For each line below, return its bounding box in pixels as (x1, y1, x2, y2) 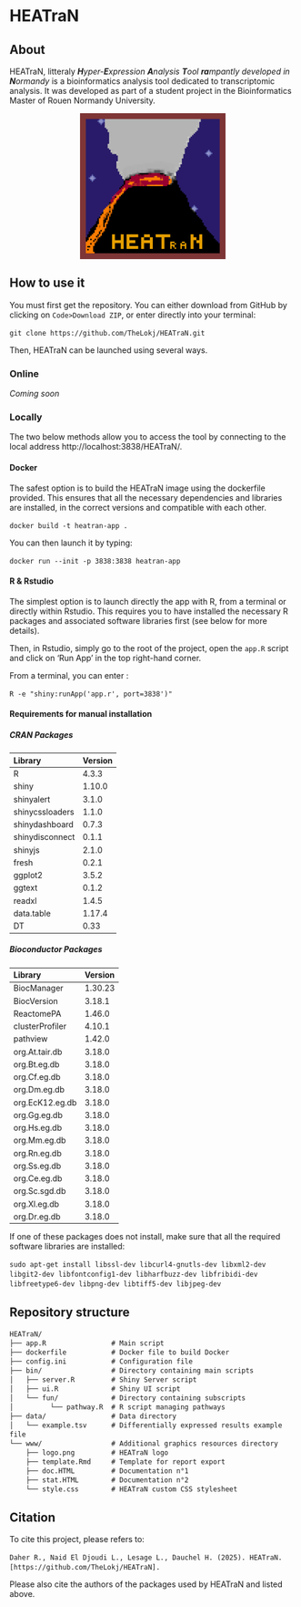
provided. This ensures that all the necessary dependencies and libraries (9, 492, 283, 503)
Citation (9, 1509, 56, 1525)
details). (9, 625, 40, 636)
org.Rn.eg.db (13, 1147, 62, 1158)
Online (9, 367, 39, 379)
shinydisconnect (13, 832, 75, 843)
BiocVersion (13, 995, 59, 1006)
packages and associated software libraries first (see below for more (9, 615, 268, 626)
